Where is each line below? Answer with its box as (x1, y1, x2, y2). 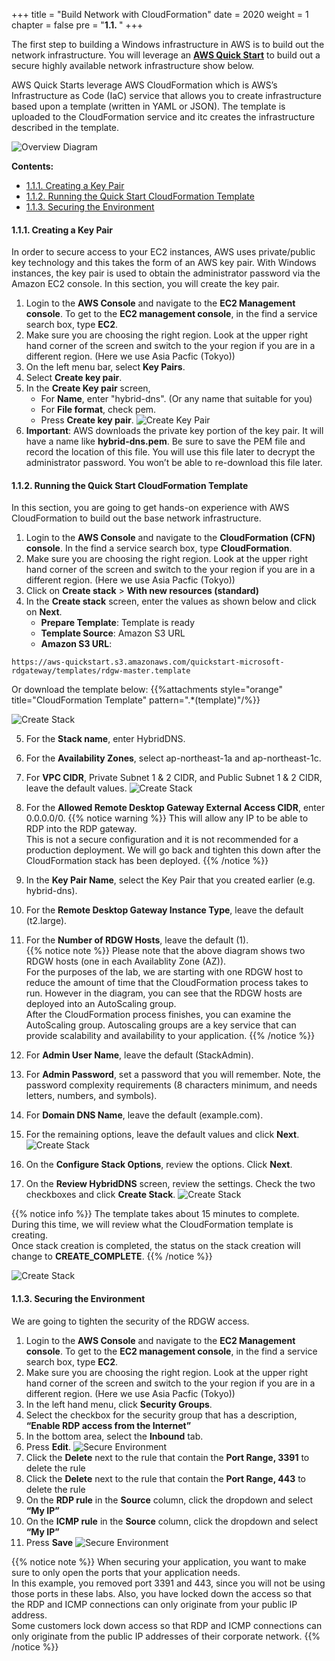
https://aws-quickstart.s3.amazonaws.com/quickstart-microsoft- (11, 657, 285, 668)
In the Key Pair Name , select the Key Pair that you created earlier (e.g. (25, 874, 316, 886)
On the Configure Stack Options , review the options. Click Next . (25, 1159, 293, 1171)
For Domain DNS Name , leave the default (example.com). (25, 1109, 264, 1121)
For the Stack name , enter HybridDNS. (25, 733, 186, 745)
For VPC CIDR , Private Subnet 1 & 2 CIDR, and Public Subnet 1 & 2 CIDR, (25, 772, 323, 784)
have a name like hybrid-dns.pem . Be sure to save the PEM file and (25, 435, 306, 448)
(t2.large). (25, 915, 68, 927)
